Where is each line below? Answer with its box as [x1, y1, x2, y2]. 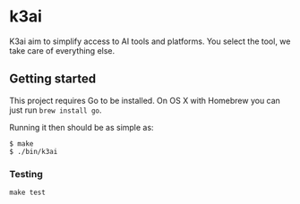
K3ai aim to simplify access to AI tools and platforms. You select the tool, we [9, 36, 291, 47]
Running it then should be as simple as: [9, 122, 154, 132]
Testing [9, 167, 43, 180]
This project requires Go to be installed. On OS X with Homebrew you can [9, 95, 280, 106]
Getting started [9, 72, 97, 87]
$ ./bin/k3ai [9, 147, 58, 156]
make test [9, 188, 47, 198]
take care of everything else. [9, 45, 116, 55]
